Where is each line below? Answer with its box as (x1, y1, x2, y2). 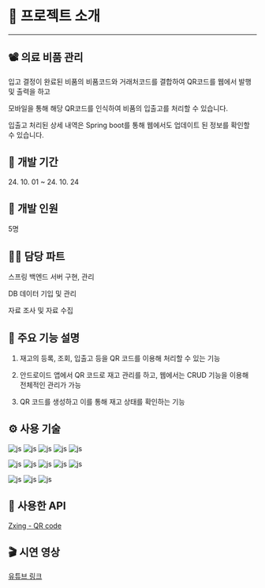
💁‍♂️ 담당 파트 (8, 250, 65, 263)
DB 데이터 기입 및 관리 (8, 289, 77, 299)
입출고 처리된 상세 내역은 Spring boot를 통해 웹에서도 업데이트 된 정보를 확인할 (8, 120, 250, 130)
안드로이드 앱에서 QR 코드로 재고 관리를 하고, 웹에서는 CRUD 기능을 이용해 (19, 371, 249, 379)
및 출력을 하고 (8, 86, 51, 96)
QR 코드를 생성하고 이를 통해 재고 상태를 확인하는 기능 (19, 397, 185, 406)
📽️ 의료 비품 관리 (8, 51, 84, 64)
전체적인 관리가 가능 (19, 380, 81, 390)
